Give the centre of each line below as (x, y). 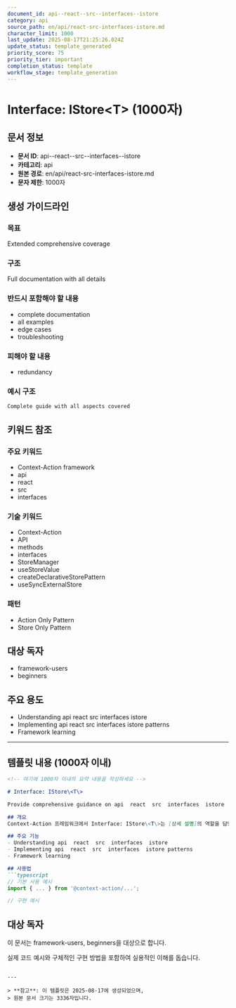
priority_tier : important (45, 60)
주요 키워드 (25, 452)
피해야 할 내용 (29, 356)
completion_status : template (50, 66)
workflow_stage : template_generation (63, 72)
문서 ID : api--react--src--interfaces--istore (79, 156)
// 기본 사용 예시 (30, 882)
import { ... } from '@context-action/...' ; (73, 888)
